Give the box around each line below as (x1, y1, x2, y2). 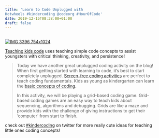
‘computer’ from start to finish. (16, 113, 78, 119)
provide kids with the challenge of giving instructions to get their (16, 108, 145, 114)
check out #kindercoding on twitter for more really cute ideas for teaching (5, 123, 152, 128)
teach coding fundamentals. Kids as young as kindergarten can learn (16, 78, 155, 84)
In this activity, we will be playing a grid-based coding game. (16, 93, 138, 98)
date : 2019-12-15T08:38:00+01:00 (5, 16, 72, 21)
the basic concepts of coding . (16, 83, 76, 89)
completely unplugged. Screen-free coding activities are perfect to (16, 73, 150, 79)
